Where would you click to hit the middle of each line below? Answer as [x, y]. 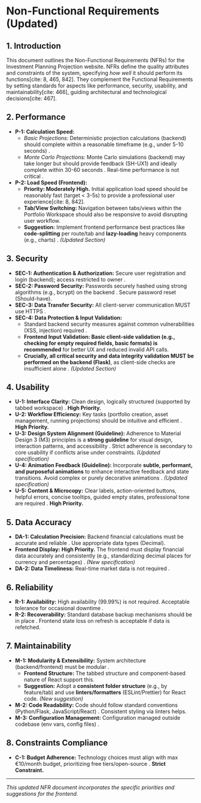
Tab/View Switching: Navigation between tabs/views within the [103, 208]
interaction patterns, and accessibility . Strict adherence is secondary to [103, 446]
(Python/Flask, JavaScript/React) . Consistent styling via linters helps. [101, 711]
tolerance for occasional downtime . [59, 608]
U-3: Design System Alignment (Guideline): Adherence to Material [98, 434]
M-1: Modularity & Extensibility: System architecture [80, 660]
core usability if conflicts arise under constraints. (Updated [87, 453]
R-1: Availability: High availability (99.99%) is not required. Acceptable [102, 602]
